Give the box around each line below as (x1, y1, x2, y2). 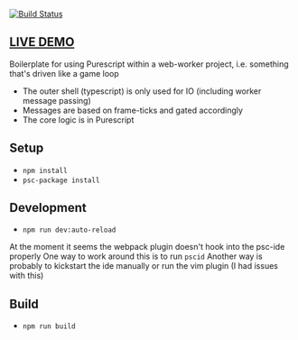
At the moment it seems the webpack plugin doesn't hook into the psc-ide (9, 242, 285, 253)
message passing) (22, 95, 92, 106)
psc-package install (22, 176, 100, 185)
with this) (9, 271, 44, 281)
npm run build (22, 322, 76, 331)
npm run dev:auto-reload (22, 225, 116, 234)
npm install (22, 166, 68, 175)
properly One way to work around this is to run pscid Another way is (9, 251, 264, 262)
